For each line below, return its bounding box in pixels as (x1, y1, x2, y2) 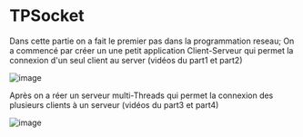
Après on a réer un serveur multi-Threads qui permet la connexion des (9, 90, 274, 101)
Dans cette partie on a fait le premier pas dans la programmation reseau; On (9, 35, 295, 46)
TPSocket (9, 5, 85, 26)
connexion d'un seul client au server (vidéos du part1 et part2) (9, 54, 243, 65)
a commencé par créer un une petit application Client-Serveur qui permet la (9, 44, 294, 55)
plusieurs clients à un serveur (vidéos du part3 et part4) (9, 99, 219, 110)
